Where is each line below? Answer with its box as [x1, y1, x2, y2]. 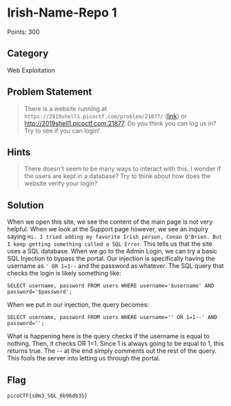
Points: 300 [7, 28, 40, 36]
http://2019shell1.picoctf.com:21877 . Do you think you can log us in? [23, 119, 217, 127]
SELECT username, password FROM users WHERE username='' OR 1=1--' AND [7, 314, 217, 321]
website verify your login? [23, 180, 98, 188]
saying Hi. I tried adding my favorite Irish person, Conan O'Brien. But [7, 233, 223, 241]
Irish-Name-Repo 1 [7, 5, 117, 21]
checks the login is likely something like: [7, 269, 122, 278]
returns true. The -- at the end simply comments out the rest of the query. [7, 347, 217, 355]
